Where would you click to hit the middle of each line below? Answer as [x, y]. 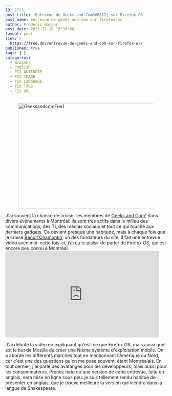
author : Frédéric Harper [32, 24]
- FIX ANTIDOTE [26, 72]
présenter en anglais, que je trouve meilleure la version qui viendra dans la [84, 383]
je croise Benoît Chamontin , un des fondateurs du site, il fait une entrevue [83, 237]
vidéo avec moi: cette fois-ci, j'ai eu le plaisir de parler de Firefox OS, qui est [86, 243]
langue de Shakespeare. [31, 388]
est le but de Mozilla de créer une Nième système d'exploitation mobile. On [84, 350]
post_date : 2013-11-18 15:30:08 [40, 29]
